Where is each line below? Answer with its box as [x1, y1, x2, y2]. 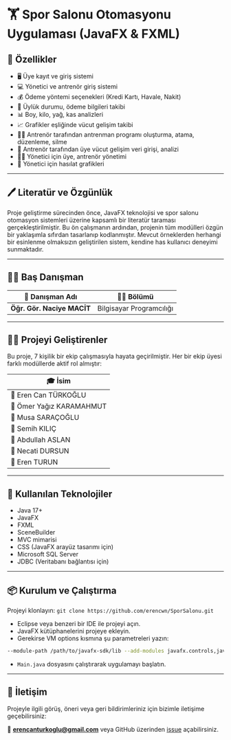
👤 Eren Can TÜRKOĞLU [10, 390, 87, 400]
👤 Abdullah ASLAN [10, 435, 71, 445]
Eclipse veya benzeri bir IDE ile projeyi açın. [16, 620, 141, 628]
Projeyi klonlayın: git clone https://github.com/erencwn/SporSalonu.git [7, 607, 214, 615]
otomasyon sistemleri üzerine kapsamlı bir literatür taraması [7, 216, 177, 224]
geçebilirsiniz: [7, 712, 47, 720]
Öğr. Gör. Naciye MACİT [10, 303, 91, 313]
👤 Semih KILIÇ [10, 424, 57, 434]
